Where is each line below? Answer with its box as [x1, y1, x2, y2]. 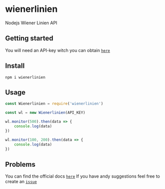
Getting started [5, 34, 54, 43]
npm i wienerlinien [5, 75, 46, 80]
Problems [5, 160, 36, 169]
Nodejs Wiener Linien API [5, 20, 58, 26]
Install [5, 62, 25, 70]
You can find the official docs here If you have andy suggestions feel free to [5, 173, 160, 179]
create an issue [5, 179, 37, 185]
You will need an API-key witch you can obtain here [5, 47, 110, 53]
